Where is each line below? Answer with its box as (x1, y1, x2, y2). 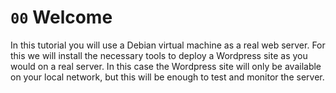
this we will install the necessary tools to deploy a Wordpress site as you (10, 49, 308, 61)
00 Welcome (10, 6, 113, 29)
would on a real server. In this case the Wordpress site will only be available (10, 60, 322, 72)
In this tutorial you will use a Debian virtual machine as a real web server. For (10, 39, 326, 51)
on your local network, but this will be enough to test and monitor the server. (10, 71, 325, 83)
